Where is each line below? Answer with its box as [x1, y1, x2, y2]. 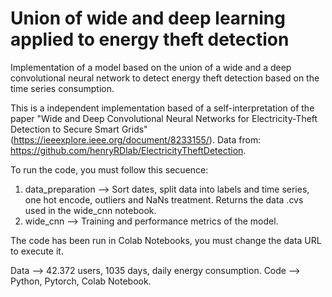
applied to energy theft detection [10, 28, 290, 51]
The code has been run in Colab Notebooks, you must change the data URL [10, 234, 322, 246]
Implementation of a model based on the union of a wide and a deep [10, 61, 292, 73]
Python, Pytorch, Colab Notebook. [10, 275, 152, 287]
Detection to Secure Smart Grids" [10, 123, 148, 135]
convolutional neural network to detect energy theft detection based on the [10, 72, 320, 84]
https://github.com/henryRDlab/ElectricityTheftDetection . [10, 144, 247, 156]
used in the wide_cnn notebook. [24, 204, 157, 216]
